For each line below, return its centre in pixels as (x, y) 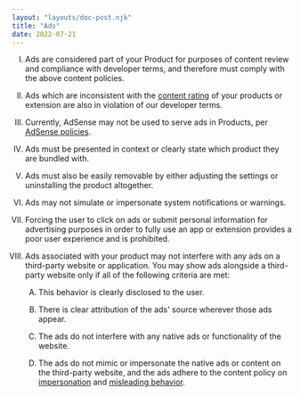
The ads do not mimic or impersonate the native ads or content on (159, 363)
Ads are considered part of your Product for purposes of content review (157, 60)
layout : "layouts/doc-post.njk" (72, 17)
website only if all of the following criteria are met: (138, 275)
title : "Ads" (36, 26)
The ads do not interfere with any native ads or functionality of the (159, 336)
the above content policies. (74, 78)
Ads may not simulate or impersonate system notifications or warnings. (155, 202)
